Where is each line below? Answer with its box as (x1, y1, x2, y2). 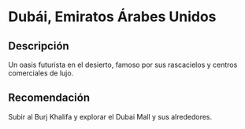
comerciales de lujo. (8, 68, 74, 78)
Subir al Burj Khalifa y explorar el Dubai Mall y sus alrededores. (8, 112, 213, 121)
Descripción (8, 39, 69, 53)
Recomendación (8, 91, 91, 105)
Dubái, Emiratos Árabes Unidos (8, 8, 217, 26)
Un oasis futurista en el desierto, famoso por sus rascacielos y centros (8, 60, 238, 69)
